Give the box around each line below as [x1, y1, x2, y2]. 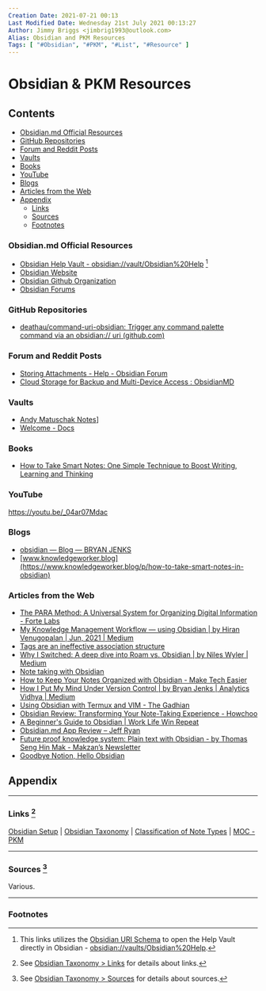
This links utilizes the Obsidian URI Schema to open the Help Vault [19, 934, 236, 943]
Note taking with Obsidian [19, 667, 104, 677]
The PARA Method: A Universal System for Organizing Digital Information [19, 608, 258, 618]
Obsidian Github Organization [19, 276, 116, 286]
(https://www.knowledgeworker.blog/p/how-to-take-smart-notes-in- [19, 562, 244, 571]
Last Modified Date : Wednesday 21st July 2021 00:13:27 [8, 19, 196, 27]
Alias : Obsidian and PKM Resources [8, 33, 126, 42]
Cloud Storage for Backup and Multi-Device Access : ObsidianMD [19, 377, 235, 387]
